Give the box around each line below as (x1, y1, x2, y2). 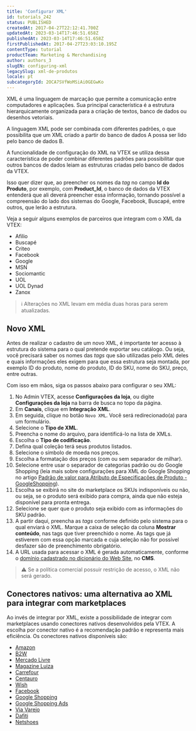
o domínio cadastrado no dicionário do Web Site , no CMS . (15, 554, 156, 561)
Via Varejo (15, 706, 40, 713)
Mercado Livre (15, 656, 50, 663)
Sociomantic (15, 270, 46, 277)
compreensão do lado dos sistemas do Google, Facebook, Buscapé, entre (6, 198, 185, 205)
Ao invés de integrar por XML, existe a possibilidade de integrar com (6, 613, 172, 620)
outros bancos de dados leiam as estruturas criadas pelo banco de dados (6, 161, 184, 168)
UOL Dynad (15, 282, 43, 289)
